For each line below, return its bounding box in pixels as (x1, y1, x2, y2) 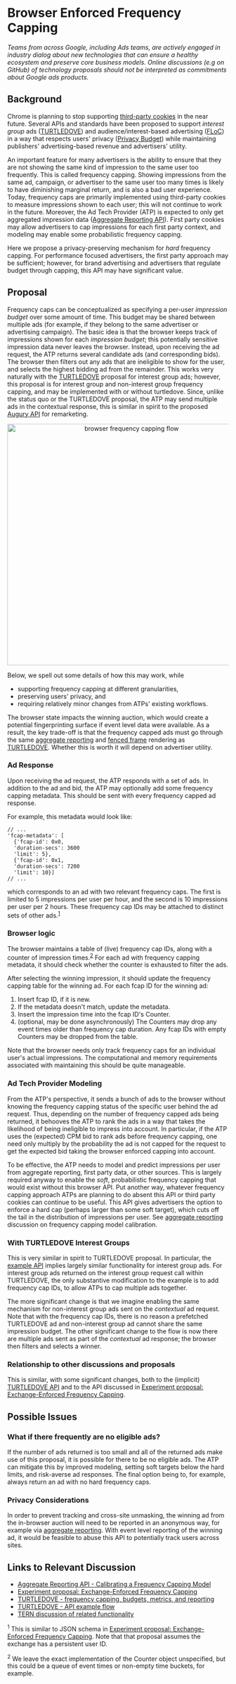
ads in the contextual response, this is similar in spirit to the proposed (7, 402, 209, 410)
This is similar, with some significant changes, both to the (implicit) (7, 1376, 200, 1384)
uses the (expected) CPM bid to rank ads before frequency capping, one (7, 1132, 218, 1140)
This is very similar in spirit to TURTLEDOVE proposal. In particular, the (7, 1254, 212, 1262)
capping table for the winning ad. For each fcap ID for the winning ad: (7, 981, 209, 990)
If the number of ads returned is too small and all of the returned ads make (7, 1448, 223, 1456)
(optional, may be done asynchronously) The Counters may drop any (17, 1017, 217, 1026)
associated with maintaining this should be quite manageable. (7, 1061, 186, 1069)
